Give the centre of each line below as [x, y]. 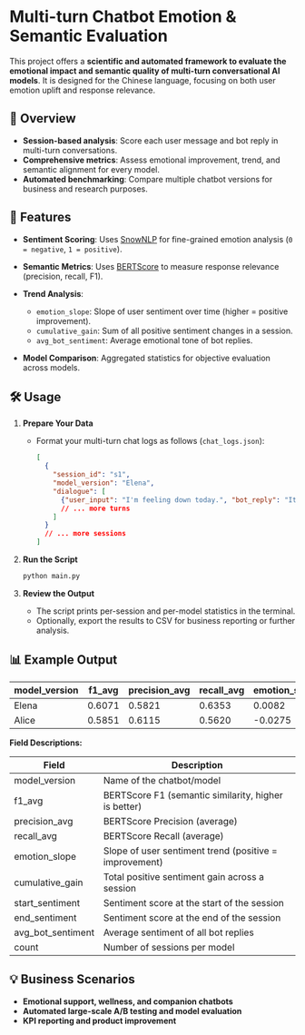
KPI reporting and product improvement [99, 1020]
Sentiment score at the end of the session [192, 917]
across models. [51, 367]
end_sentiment [45, 917]
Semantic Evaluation [89, 36]
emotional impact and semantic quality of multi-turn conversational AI [145, 71]
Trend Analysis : [53, 293]
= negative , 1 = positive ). [72, 249]
